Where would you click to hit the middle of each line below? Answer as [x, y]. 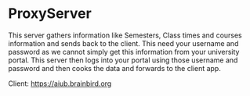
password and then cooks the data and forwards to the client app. [114, 68]
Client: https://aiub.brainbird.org [60, 84]
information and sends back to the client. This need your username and [123, 43]
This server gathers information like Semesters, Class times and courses [125, 35]
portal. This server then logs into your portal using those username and [123, 60]
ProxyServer [50, 14]
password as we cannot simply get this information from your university [124, 52]
